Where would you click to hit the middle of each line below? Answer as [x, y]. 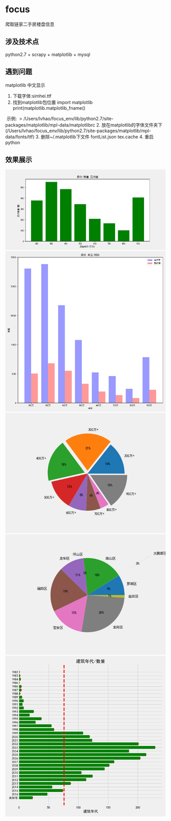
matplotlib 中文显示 [25, 85]
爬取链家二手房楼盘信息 [30, 24]
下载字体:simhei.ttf [32, 96]
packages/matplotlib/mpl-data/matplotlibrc [50, 125]
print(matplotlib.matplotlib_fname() [49, 108]
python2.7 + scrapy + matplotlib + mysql [48, 54]
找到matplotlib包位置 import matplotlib [53, 102]
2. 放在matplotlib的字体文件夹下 [129, 125]
